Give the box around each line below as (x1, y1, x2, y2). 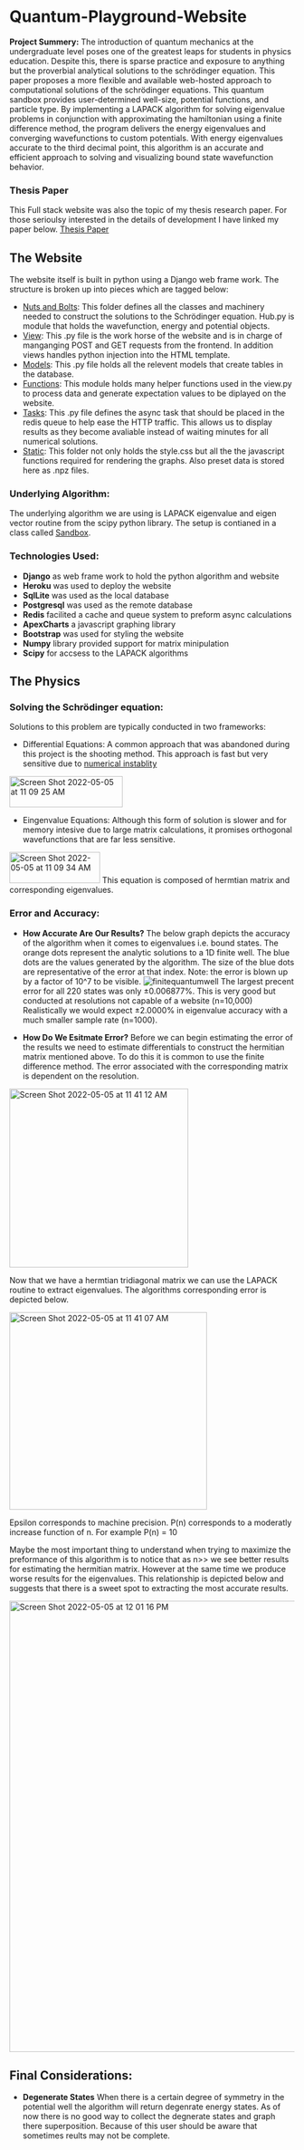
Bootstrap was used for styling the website (22, 628, 185, 639)
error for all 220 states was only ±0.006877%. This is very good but (22, 985, 276, 996)
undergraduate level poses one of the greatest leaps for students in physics (9, 45, 292, 56)
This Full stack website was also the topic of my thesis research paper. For (9, 205, 288, 216)
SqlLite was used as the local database (22, 590, 169, 600)
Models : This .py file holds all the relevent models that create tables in (22, 360, 283, 370)
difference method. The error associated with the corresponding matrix (22, 1061, 289, 1071)
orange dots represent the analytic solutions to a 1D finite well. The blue (22, 946, 290, 957)
